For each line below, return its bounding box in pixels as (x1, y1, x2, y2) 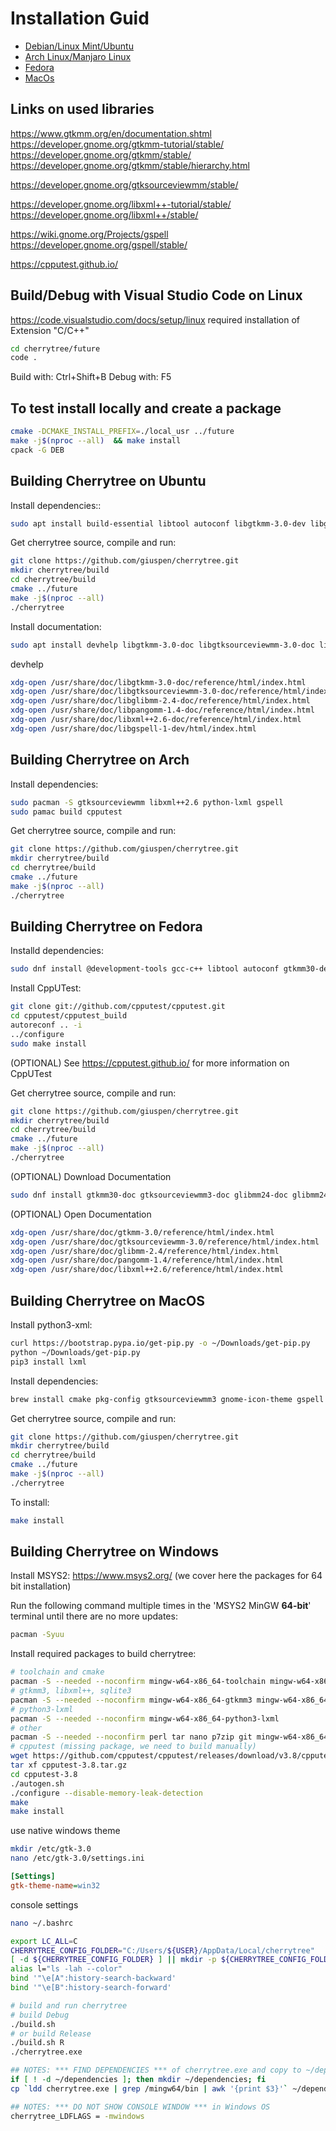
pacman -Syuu (10, 1630, 65, 1640)
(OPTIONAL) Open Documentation (10, 1208, 152, 1220)
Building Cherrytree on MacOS (10, 1292, 205, 1309)
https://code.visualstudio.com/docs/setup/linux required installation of (10, 313, 301, 326)
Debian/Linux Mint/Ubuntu (24, 40, 134, 52)
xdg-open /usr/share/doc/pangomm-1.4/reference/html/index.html (10, 1255, 284, 1266)
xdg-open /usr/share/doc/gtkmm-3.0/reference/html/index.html (10, 1227, 275, 1237)
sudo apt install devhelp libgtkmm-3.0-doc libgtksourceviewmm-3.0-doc (10, 640, 315, 650)
